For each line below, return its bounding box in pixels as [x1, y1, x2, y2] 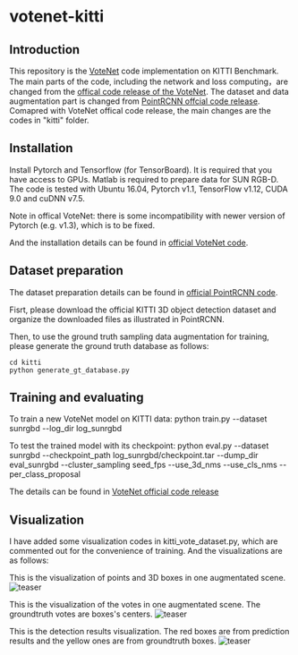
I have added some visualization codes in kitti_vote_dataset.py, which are [9, 536, 278, 547]
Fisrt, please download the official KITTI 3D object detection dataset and [9, 304, 277, 315]
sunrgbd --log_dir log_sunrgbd [9, 423, 123, 434]
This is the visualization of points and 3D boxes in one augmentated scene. [9, 573, 286, 583]
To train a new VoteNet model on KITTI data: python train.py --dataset [9, 413, 268, 424]
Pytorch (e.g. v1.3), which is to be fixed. [9, 219, 155, 230]
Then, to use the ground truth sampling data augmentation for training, [9, 331, 270, 342]
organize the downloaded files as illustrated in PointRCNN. [9, 313, 226, 324]
